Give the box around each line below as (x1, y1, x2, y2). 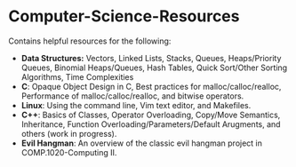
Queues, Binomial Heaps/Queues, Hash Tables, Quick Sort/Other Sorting (20, 62, 288, 73)
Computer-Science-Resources (8, 6, 240, 27)
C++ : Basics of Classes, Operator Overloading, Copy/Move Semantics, (20, 109, 281, 120)
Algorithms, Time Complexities (20, 71, 134, 82)
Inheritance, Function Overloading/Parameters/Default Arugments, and (20, 118, 281, 130)
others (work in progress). (20, 128, 117, 139)
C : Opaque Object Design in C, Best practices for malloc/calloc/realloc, (20, 81, 282, 91)
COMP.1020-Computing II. (20, 147, 117, 157)
